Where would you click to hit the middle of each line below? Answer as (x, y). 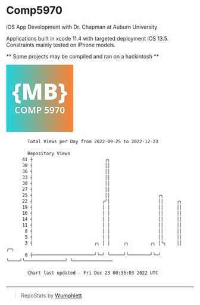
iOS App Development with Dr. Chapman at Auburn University (82, 27)
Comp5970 (34, 10)
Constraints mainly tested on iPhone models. (61, 45)
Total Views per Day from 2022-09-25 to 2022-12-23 (93, 141)
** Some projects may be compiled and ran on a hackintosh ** (83, 56)
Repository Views (49, 153)
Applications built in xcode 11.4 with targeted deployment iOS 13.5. (87, 38)
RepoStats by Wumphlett (51, 295)
